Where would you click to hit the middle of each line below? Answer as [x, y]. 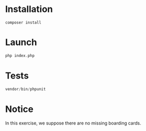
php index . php [20, 55]
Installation [29, 9]
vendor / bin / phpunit [26, 89]
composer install [23, 22]
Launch [21, 42]
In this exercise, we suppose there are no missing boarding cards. [73, 123]
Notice [19, 109]
